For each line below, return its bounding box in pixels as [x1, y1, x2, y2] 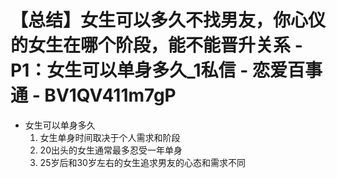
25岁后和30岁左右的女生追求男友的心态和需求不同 [39, 156, 246, 168]
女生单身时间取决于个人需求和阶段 [39, 131, 181, 143]
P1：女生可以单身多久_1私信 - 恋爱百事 [10, 59, 323, 82]
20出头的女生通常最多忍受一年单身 [39, 144, 183, 156]
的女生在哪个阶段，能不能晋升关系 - [10, 34, 303, 57]
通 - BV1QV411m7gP [10, 84, 177, 107]
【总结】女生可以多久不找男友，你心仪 [10, 9, 327, 32]
